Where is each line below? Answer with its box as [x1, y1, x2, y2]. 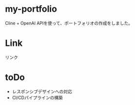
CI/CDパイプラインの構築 [12, 94, 63, 101]
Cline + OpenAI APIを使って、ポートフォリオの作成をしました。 [5, 20, 133, 26]
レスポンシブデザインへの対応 [12, 88, 72, 94]
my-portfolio [5, 3, 58, 15]
